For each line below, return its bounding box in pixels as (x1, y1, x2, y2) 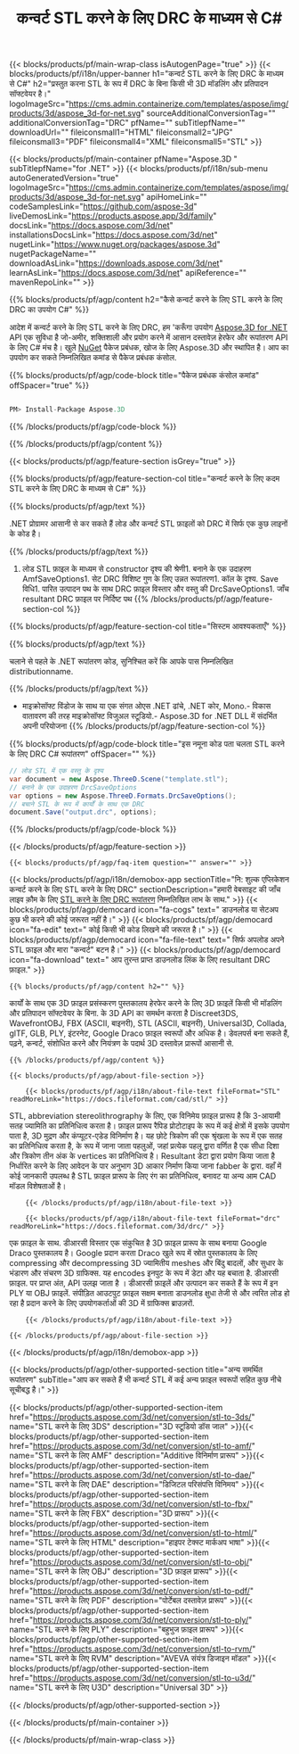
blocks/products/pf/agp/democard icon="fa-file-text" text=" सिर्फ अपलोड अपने (9, 934, 285, 945)
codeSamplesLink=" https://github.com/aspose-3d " (9, 201, 198, 212)
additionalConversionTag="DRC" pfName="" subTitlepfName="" (9, 118, 246, 128)
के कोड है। (9, 528, 42, 539)
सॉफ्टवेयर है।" (9, 88, 52, 99)
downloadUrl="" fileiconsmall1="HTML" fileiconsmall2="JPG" (9, 127, 233, 137)
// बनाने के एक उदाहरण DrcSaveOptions (9, 782, 138, 792)
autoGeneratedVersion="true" (9, 173, 119, 184)
